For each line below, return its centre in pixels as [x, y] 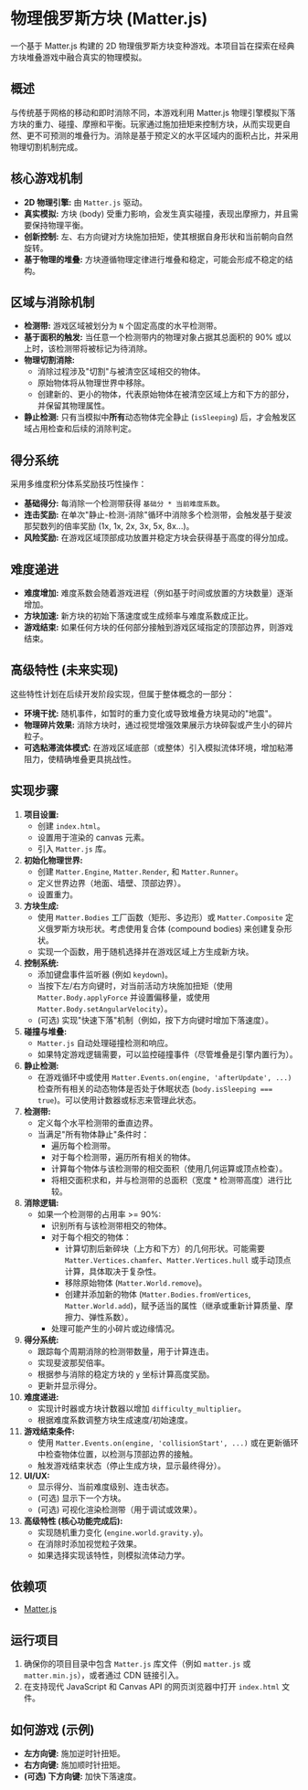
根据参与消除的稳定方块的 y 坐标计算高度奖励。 [126, 1374]
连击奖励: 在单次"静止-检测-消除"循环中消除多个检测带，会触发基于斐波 [158, 515]
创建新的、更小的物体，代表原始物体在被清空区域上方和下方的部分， [165, 395]
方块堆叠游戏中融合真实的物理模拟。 [79, 57]
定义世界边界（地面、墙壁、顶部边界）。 [112, 883]
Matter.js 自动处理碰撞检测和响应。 [105, 1043]
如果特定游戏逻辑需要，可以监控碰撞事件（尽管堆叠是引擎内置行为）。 [167, 1054]
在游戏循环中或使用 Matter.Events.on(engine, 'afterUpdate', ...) [165, 1077]
